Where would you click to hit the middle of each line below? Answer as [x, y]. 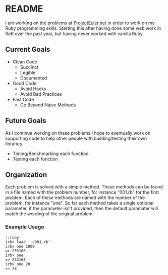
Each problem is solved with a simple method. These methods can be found [84, 187]
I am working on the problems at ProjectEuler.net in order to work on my [80, 23]
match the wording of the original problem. [50, 214]
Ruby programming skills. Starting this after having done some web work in [83, 28]
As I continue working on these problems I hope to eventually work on [78, 133]
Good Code [24, 83]
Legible [28, 72]
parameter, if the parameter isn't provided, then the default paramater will [81, 209]
